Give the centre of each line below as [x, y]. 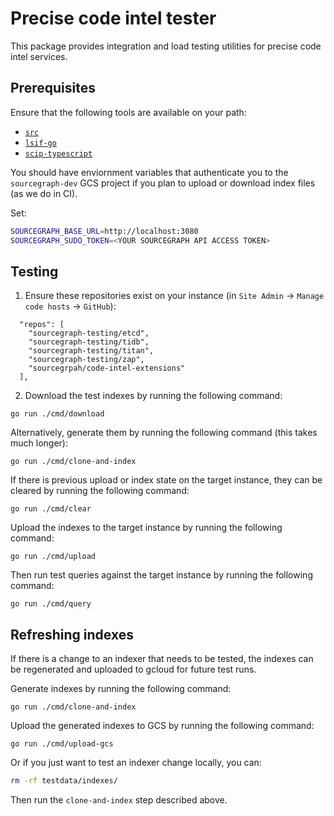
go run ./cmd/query [51, 604]
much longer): [39, 443]
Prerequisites [53, 88]
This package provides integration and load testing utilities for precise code [166, 46]
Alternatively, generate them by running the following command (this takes [164, 433]
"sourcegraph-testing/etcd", [89, 333]
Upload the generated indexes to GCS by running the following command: [162, 726]
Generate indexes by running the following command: [121, 689]
